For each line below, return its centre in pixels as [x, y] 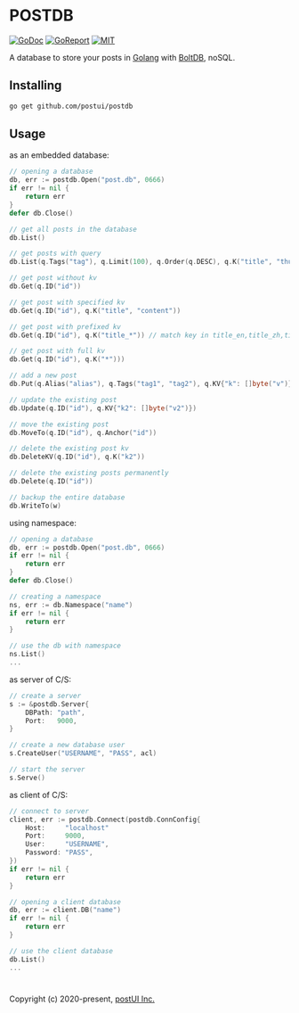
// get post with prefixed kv [65, 326]
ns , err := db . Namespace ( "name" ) [71, 605]
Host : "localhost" [67, 828]
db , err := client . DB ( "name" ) [65, 910]
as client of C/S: [39, 795]
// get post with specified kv [67, 302]
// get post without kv [53, 278]
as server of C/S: [40, 679]
